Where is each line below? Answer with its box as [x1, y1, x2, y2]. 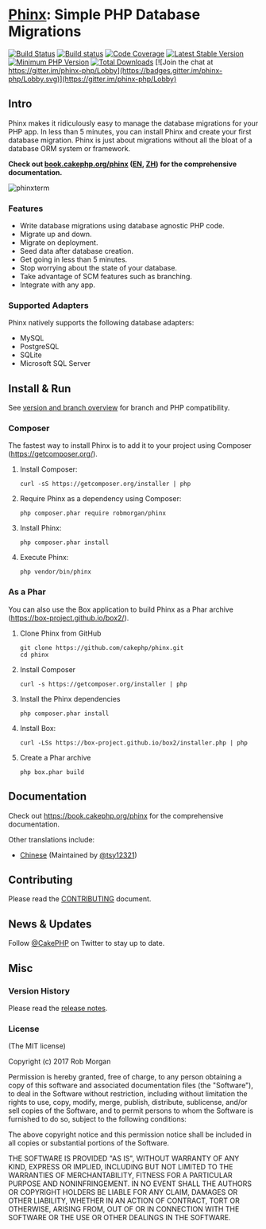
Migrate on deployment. [19, 238, 98, 247]
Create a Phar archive [19, 753, 91, 762]
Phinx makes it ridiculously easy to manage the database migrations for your [8, 118, 259, 128]
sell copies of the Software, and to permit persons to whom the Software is [8, 1106, 254, 1115]
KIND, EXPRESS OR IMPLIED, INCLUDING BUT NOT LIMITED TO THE [8, 1162, 233, 1172]
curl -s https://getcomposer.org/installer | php [19, 680, 188, 688]
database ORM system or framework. [8, 143, 131, 153]
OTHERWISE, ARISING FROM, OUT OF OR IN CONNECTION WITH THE [8, 1204, 240, 1214]
